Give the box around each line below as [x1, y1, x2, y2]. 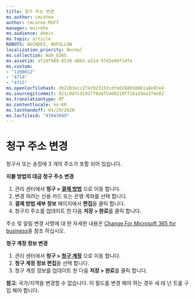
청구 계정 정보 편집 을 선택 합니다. [14, 260, 89, 267]
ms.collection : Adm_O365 [6, 52, 67, 58]
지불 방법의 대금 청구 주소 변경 [6, 173, 75, 180]
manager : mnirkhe [6, 25, 49, 31]
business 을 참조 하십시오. [6, 227, 66, 234]
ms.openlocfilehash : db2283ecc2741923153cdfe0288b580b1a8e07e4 [6, 85, 164, 91]
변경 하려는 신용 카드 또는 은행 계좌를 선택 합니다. [14, 192, 127, 200]
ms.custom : [6, 63, 33, 69]
